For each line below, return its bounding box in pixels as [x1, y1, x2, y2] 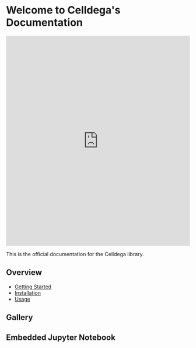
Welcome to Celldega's [6, 4, 121, 17]
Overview [6, 267, 43, 278]
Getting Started [14, 283, 51, 290]
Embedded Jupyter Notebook [6, 332, 116, 342]
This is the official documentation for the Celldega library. [6, 250, 144, 257]
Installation [14, 289, 41, 296]
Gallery [6, 312, 33, 322]
